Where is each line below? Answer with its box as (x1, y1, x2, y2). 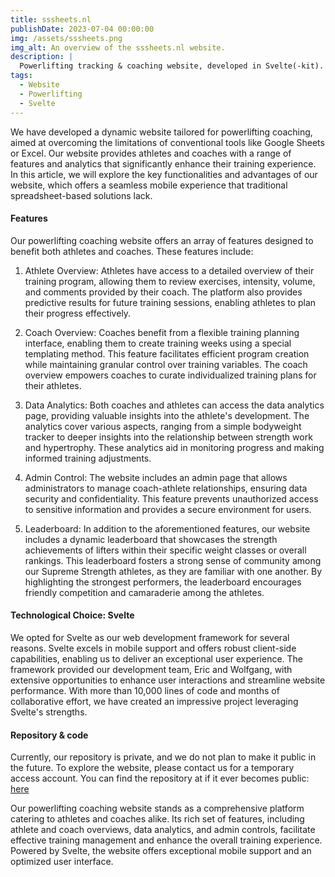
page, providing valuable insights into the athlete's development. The (24, 409, 310, 421)
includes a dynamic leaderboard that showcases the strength (24, 533, 278, 545)
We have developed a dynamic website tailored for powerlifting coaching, (10, 126, 313, 138)
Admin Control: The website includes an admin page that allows (24, 471, 288, 483)
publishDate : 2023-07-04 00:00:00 (10, 24, 155, 34)
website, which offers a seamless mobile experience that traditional (10, 179, 288, 191)
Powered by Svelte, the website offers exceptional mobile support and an (10, 845, 312, 857)
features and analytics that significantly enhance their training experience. (10, 157, 317, 170)
